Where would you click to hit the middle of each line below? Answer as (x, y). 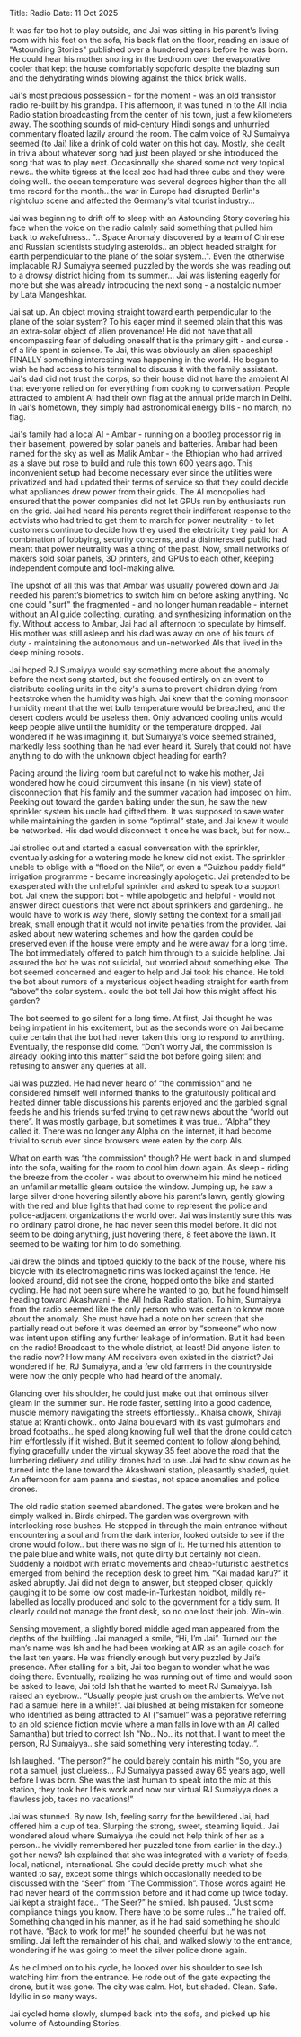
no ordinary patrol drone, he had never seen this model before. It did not (143, 1225)
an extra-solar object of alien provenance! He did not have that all (131, 331)
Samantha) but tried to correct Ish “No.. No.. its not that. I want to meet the (147, 1734)
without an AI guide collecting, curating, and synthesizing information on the (150, 614)
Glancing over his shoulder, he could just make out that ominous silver (139, 1393)
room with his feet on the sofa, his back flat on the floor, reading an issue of (149, 40)
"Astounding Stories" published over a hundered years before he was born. (149, 49)
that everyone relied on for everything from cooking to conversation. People (150, 388)
